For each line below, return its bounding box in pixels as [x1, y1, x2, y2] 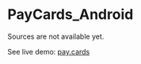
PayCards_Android [7, 6, 134, 24]
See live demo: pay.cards [7, 47, 90, 56]
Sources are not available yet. [7, 32, 105, 41]
